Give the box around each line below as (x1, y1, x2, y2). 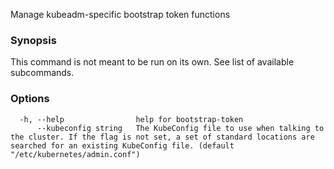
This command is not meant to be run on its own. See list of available (10, 56, 295, 68)
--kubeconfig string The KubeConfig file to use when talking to (36, 123, 325, 133)
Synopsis (10, 33, 57, 47)
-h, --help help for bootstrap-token (19, 114, 244, 124)
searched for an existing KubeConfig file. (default (10, 140, 235, 151)
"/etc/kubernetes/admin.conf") (10, 149, 141, 159)
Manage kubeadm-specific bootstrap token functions (10, 9, 231, 20)
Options (10, 92, 50, 106)
